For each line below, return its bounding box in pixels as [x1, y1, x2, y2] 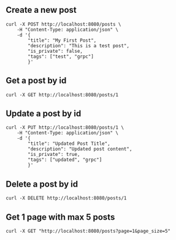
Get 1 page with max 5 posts [6, 212, 115, 222]
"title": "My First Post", [28, 37, 97, 44]
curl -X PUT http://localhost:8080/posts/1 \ [6, 125, 124, 131]
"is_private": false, [28, 48, 83, 54]
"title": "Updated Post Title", [28, 141, 111, 147]
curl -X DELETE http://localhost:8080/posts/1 [6, 195, 127, 201]
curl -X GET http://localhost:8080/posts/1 [6, 91, 119, 98]
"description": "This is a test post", [28, 42, 130, 48]
